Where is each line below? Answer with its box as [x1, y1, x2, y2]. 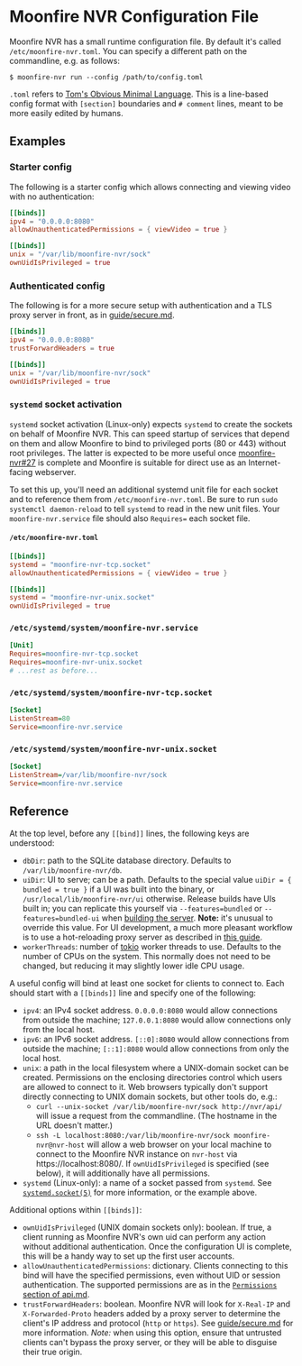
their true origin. [22, 1346, 83, 1357]
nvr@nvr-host [35, 1141, 86, 1150]
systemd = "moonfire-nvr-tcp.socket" [9, 560, 151, 569]
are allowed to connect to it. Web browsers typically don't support [22, 1081, 269, 1092]
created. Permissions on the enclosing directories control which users [22, 1071, 282, 1083]
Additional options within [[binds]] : [9, 1204, 142, 1215]
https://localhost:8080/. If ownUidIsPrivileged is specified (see [35, 1158, 270, 1169]
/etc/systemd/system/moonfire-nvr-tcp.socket [9, 687, 214, 698]
